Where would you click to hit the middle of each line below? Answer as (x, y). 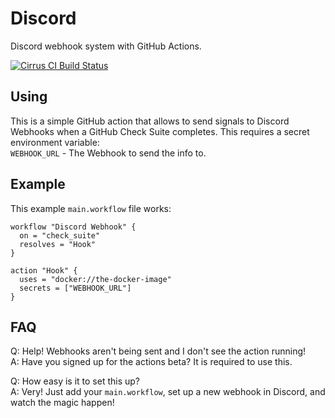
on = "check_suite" (60, 235)
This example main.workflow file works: (91, 208)
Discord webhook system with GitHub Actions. (106, 46)
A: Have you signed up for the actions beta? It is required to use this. (151, 362)
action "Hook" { (44, 270)
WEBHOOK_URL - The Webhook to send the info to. (108, 153)
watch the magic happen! (62, 403)
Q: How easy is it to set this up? (75, 381)
